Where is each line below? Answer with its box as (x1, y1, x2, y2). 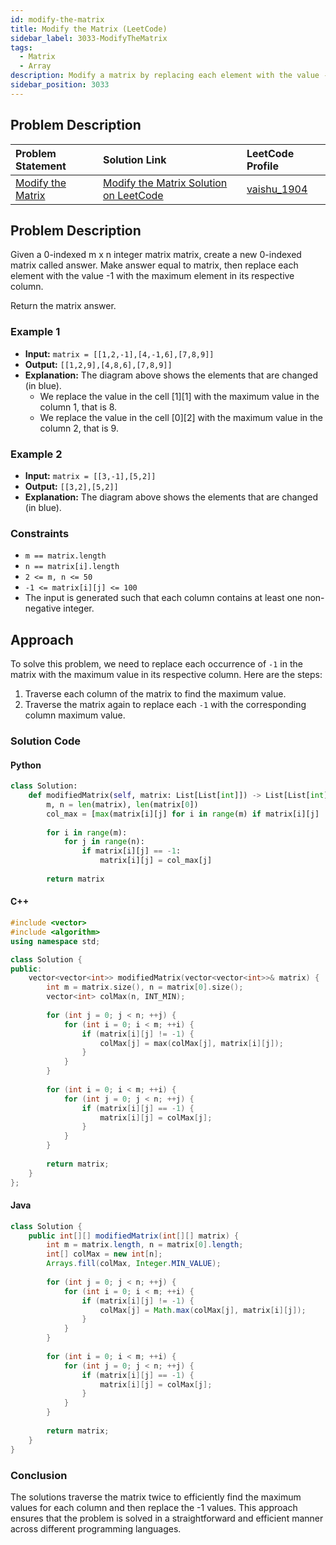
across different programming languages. (10, 1522, 182, 1535)
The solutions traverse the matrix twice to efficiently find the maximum (10, 1491, 302, 1503)
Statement (15, 159, 67, 173)
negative (24, 602, 62, 615)
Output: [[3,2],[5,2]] (24, 480, 119, 492)
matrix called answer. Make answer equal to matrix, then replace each (10, 259, 299, 271)
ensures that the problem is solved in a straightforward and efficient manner (10, 1512, 324, 1524)
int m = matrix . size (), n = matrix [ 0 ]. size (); (46, 982, 244, 993)
